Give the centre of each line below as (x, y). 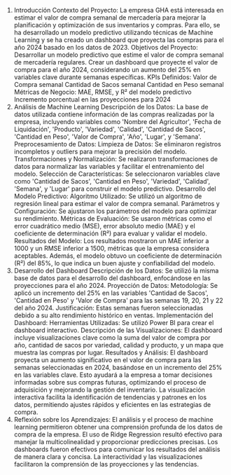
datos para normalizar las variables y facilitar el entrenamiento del (109, 166)
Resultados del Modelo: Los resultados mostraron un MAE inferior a (111, 241)
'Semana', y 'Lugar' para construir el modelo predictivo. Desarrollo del (115, 189)
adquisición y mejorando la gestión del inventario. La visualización (109, 390)
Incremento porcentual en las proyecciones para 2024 (92, 99)
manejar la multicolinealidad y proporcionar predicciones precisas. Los (116, 442)
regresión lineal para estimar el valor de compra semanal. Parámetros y (117, 204)
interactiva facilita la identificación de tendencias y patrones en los (110, 397)
